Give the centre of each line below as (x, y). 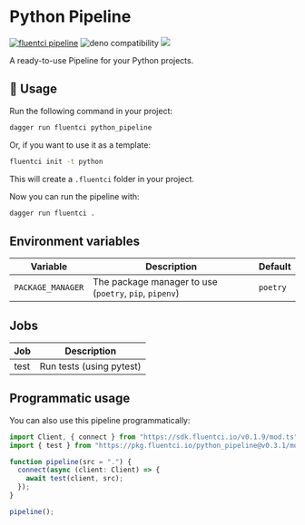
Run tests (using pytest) (91, 366)
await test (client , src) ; (75, 479)
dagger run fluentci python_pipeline (81, 127)
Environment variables (75, 241)
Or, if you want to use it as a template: (80, 145)
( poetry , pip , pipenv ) (136, 294)
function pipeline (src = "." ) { (70, 462)
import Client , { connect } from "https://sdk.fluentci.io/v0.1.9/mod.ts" (154, 437)
